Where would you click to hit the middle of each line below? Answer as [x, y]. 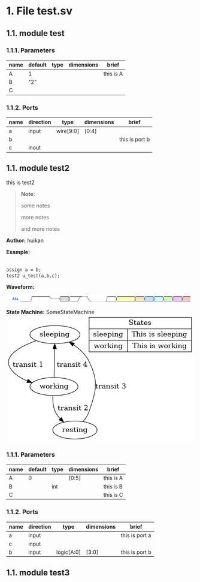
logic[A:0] [68, 552]
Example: [18, 252]
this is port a [136, 535]
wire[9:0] [68, 131]
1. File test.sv [40, 11]
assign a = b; [24, 270]
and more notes [40, 229]
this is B [113, 486]
